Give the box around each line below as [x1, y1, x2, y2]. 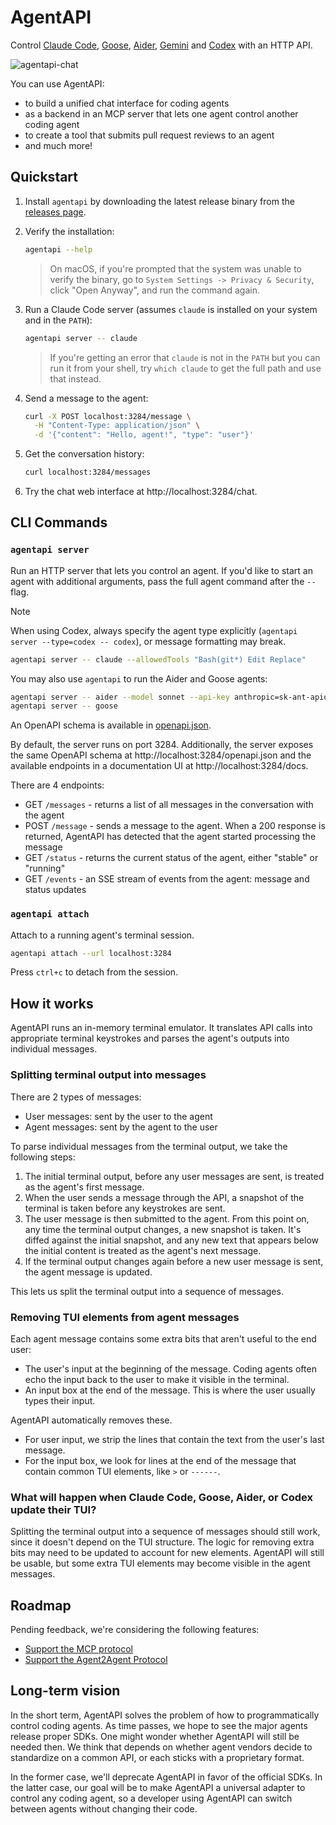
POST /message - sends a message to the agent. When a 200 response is [24, 820, 326, 832]
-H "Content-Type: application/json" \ [34, 421, 201, 431]
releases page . [24, 206, 87, 218]
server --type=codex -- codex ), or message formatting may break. [10, 635, 287, 647]
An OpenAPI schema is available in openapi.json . [10, 719, 212, 731]
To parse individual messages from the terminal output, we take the [10, 1140, 288, 1152]
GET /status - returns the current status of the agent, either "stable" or [24, 852, 319, 864]
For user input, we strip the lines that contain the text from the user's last [24, 1433, 325, 1445]
